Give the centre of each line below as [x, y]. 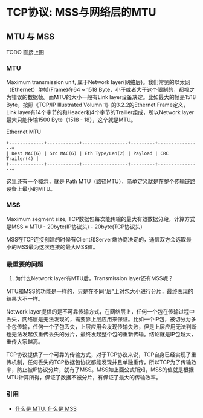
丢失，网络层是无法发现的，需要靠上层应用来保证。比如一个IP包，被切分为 [99, 319]
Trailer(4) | [23, 159]
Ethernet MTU [24, 132]
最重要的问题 [25, 264]
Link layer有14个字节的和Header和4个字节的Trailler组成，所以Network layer [100, 112]
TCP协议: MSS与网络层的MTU [81, 12]
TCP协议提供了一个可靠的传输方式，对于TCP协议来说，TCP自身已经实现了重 [101, 355]
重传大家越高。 [25, 341]
